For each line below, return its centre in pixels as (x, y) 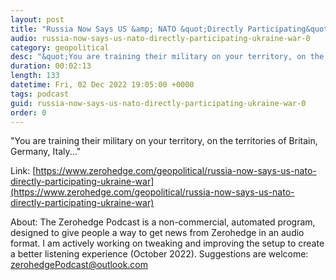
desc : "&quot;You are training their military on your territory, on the (167, 57)
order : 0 (28, 112)
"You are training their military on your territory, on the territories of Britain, (164, 141)
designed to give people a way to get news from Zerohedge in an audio (157, 233)
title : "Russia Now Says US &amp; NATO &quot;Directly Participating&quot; (171, 29)
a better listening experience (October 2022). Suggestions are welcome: (159, 254)
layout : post (37, 19)
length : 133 (35, 76)
